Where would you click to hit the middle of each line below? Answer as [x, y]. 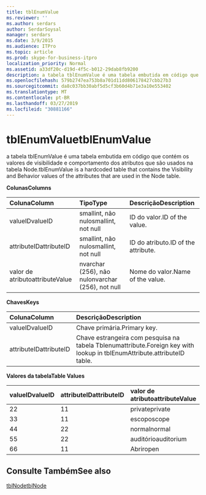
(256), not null [100, 287]
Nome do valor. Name [160, 272]
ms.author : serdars [31, 23]
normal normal [150, 429]
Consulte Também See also [59, 471]
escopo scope [150, 419]
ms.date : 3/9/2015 [30, 41]
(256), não [95, 272]
